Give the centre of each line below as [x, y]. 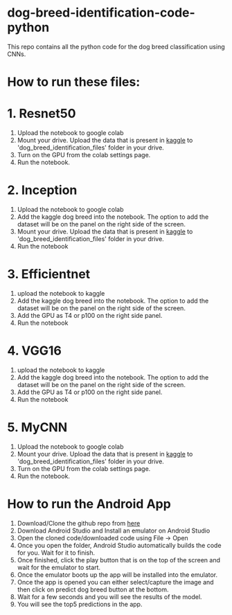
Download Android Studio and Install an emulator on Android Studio [114, 531]
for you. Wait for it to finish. [56, 553]
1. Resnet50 [42, 114]
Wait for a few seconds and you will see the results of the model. [109, 596]
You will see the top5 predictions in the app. [80, 604]
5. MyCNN [37, 428]
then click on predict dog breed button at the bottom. [93, 589]
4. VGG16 [35, 351]
